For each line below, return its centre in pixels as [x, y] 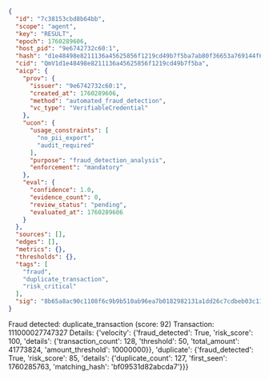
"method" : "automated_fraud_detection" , [98, 101]
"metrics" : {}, [41, 249]
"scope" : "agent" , [46, 26]
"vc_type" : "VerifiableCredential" [89, 108]
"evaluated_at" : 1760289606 [76, 212]
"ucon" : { [39, 123]
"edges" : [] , [37, 242]
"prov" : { [39, 78]
